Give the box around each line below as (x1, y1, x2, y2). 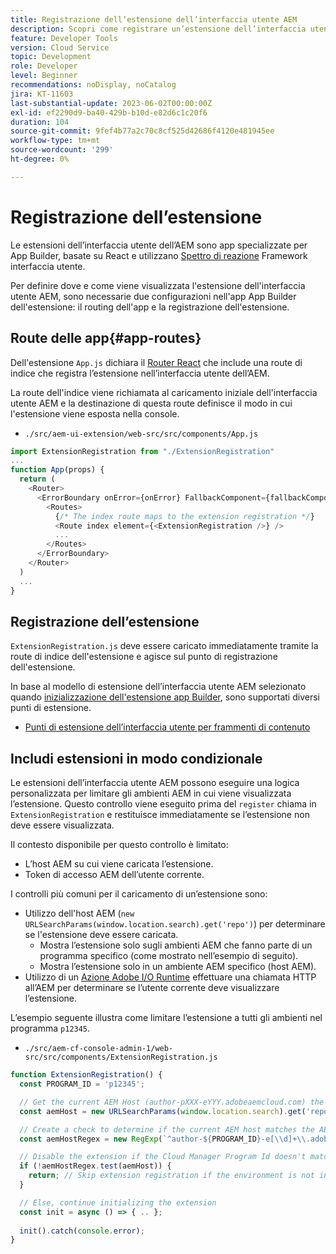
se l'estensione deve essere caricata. (24, 929, 179, 941)
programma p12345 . (10, 1022, 91, 1035)
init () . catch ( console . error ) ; (19, 1226, 145, 1236)
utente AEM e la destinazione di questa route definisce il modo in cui (10, 397, 293, 409)
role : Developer (10, 61, 78, 71)
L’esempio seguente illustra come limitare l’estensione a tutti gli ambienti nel (10, 1012, 323, 1024)
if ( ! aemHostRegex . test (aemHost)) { (19, 1161, 172, 1171)
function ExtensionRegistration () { (10, 1070, 163, 1080)
